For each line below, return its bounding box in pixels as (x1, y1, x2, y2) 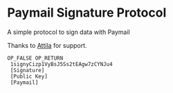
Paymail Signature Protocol (7, 5, 167, 21)
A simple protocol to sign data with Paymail (7, 28, 130, 36)
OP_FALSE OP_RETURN (7, 54, 64, 62)
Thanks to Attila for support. (7, 41, 88, 49)
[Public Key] (10, 73, 48, 80)
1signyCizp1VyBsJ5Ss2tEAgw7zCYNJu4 (10, 60, 113, 67)
